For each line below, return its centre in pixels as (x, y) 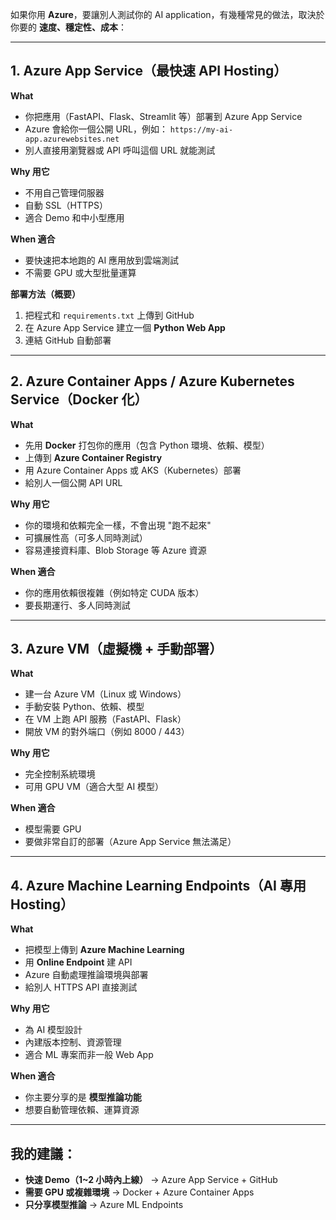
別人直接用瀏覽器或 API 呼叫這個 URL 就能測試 (120, 150)
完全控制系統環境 (60, 774)
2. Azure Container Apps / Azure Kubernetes (152, 381)
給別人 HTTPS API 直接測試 (81, 987)
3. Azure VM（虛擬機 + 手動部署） (116, 649)
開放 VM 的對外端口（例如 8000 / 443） (107, 732)
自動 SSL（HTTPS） (66, 205)
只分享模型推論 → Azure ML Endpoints (104, 1205)
